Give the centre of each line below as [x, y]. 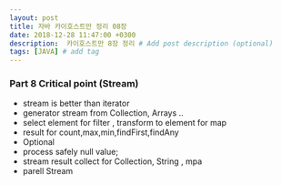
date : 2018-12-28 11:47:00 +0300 [73, 35]
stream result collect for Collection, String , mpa [112, 161]
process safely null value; [70, 152]
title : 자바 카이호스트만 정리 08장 [68, 26]
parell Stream [48, 171]
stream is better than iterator [76, 103]
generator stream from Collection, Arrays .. [103, 113]
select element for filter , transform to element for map [125, 123]
